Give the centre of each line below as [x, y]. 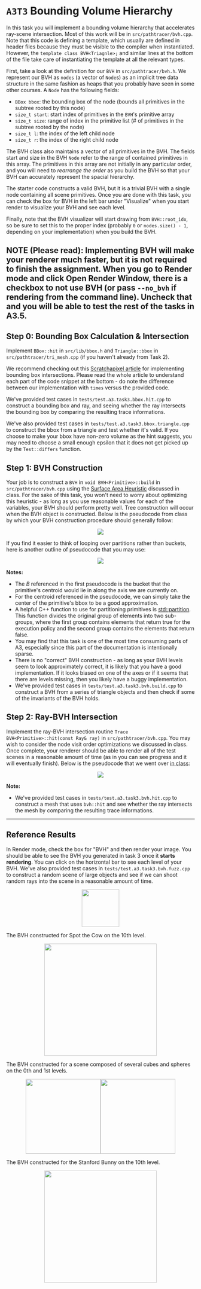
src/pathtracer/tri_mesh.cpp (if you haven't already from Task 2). [88, 357]
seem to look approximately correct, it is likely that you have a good [98, 666]
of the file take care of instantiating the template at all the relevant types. [96, 59]
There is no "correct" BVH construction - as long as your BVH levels [99, 660]
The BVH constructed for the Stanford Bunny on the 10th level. [83, 1162]
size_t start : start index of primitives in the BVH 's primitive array [95, 114]
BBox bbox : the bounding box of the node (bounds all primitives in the [100, 101]
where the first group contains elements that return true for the [113, 622]
